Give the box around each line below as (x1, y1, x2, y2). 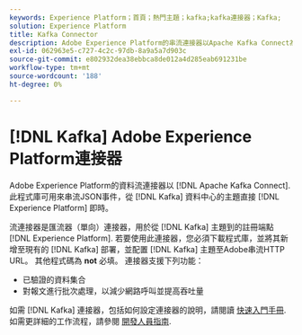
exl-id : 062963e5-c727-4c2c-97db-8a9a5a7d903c (9, 47, 187, 56)
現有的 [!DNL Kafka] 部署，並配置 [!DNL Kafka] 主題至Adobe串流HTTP (24, 243, 286, 254)
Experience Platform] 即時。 (9, 202, 114, 213)
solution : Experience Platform (9, 22, 127, 31)
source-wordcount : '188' (9, 72, 102, 81)
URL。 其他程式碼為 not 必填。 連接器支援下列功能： (9, 255, 204, 266)
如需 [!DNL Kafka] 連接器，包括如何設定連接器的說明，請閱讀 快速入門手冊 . (9, 304, 287, 315)
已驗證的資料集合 (22, 274, 86, 285)
